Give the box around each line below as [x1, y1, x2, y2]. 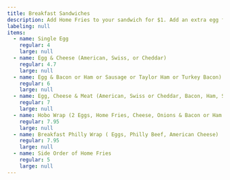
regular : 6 [19, 80, 51, 87]
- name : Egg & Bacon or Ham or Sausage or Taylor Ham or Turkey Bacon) [13, 73, 222, 81]
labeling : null [7, 23, 51, 29]
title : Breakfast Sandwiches [7, 10, 90, 17]
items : [7, 29, 26, 36]
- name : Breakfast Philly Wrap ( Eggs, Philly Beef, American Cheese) [13, 131, 219, 138]
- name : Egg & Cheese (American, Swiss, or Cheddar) [13, 55, 167, 62]
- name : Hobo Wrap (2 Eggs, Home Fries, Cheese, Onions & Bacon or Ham [13, 112, 222, 118]
